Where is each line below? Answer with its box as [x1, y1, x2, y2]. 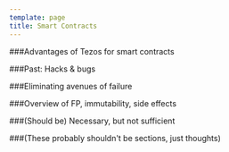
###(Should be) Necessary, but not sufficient [9, 115, 176, 126]
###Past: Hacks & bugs [9, 63, 96, 74]
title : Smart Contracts [9, 21, 98, 30]
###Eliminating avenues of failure [9, 80, 133, 91]
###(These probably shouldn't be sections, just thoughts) [9, 132, 221, 143]
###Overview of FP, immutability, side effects [9, 97, 176, 108]
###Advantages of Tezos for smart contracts [9, 46, 176, 56]
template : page [9, 13, 66, 22]
